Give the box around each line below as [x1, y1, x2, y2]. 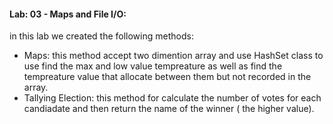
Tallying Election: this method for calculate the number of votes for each [23, 92, 322, 104]
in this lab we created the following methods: [9, 30, 194, 42]
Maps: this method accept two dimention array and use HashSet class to [23, 50, 324, 62]
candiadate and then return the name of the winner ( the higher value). [23, 103, 315, 115]
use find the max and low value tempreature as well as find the [23, 60, 283, 72]
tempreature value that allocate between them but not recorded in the [23, 71, 312, 83]
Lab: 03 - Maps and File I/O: [9, 8, 127, 20]
